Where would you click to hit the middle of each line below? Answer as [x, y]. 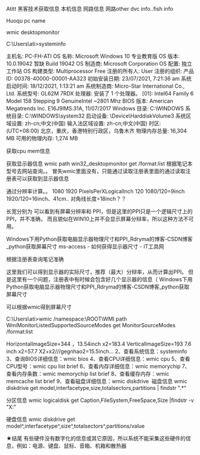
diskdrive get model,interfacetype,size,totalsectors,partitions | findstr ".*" [96, 388]
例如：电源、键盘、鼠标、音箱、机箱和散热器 [71, 446]
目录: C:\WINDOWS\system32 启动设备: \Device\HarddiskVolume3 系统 [99, 116]
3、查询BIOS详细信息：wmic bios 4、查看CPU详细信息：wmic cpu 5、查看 [98, 359]
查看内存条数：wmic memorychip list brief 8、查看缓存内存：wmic [88, 374]
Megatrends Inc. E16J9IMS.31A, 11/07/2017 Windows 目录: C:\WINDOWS [95, 108]
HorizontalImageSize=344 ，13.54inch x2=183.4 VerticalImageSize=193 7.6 [99, 344]
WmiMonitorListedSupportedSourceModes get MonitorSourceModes [91, 325]
